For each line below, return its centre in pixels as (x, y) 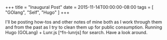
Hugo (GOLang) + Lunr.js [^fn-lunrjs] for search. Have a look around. (76, 32)
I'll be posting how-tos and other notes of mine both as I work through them (84, 22)
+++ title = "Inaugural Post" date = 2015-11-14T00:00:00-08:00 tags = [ (79, 7)
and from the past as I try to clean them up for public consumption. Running (84, 27)
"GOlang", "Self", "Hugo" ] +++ (37, 12)
